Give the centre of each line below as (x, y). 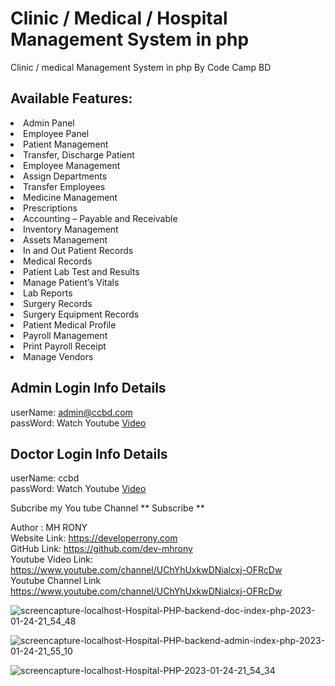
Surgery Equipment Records (81, 314)
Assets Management (65, 239)
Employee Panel (56, 133)
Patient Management (66, 144)
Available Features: (71, 98)
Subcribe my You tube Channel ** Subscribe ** (107, 508)
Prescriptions (50, 208)
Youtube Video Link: (52, 559)
